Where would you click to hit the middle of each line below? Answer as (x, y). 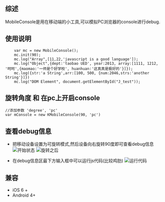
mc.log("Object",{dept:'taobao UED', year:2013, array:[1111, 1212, (86, 63)
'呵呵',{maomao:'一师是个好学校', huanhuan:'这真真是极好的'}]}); (69, 69)
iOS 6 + (20, 190)
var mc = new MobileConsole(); (46, 50)
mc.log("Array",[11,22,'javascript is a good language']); (76, 59)
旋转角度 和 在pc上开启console (53, 98)
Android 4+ (24, 195)
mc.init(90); (27, 55)
